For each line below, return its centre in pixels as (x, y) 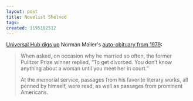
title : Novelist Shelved (36, 17)
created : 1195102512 (31, 28)
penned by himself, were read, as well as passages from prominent (101, 86)
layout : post (22, 11)
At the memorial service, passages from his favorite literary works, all (104, 80)
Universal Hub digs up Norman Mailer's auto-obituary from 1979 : (84, 45)
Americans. (34, 92)
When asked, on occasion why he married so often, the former (96, 56)
